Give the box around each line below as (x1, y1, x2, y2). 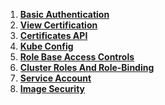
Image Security (19, 83, 86, 94)
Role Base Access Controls (19, 51, 135, 63)
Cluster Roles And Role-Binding (19, 62, 155, 73)
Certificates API (19, 30, 88, 41)
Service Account (19, 72, 92, 84)
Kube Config (19, 40, 74, 52)
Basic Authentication (19, 9, 110, 20)
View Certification (19, 19, 98, 31)
